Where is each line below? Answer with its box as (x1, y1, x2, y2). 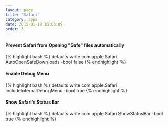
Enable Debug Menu (5, 70, 50, 77)
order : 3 (5, 27, 24, 32)
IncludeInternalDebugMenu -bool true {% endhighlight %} (5, 87, 128, 93)
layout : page (5, 7, 33, 13)
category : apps (5, 17, 38, 22)
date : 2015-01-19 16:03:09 (5, 21, 63, 27)
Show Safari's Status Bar (5, 99, 60, 105)
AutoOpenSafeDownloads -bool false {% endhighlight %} (5, 59, 126, 65)
